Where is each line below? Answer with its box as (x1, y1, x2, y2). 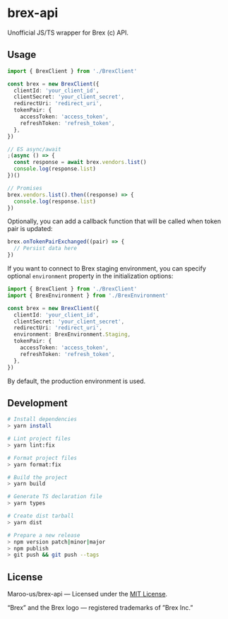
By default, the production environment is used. (7, 377, 146, 385)
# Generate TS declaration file (7, 493, 102, 500)
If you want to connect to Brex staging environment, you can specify (7, 264, 207, 273)
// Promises (7, 184, 42, 191)
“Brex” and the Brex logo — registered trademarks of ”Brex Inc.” (7, 603, 193, 612)
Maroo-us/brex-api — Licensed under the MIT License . (7, 590, 168, 599)
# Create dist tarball (7, 512, 74, 520)
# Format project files (7, 454, 78, 461)
